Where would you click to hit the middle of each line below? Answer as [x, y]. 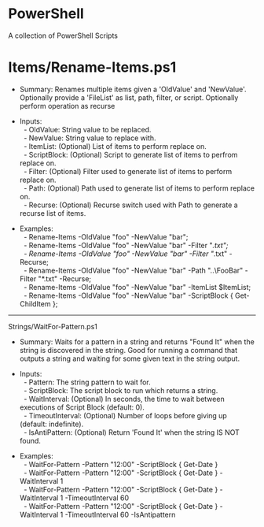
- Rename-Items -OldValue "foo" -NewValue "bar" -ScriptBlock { [128, 295]
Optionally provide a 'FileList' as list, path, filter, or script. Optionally [129, 97]
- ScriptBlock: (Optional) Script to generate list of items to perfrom [130, 154]
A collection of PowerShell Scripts [63, 35]
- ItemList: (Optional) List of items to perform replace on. [115, 146]
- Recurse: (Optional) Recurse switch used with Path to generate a [130, 205]
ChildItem [35, 303]
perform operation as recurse [67, 106]
